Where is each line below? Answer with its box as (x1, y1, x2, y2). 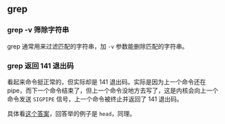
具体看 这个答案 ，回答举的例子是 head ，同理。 (7, 109, 136, 117)
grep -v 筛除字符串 (7, 25, 69, 35)
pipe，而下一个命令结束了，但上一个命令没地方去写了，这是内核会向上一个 (7, 86, 219, 95)
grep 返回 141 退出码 (7, 61, 74, 71)
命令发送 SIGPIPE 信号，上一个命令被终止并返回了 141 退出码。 (7, 95, 184, 103)
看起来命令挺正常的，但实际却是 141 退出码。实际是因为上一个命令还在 (7, 77, 206, 86)
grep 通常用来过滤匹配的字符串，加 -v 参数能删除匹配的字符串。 (7, 42, 189, 50)
